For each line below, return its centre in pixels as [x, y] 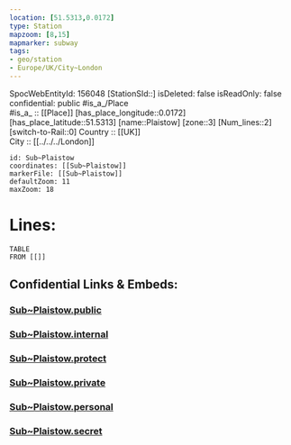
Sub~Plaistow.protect [58, 359]
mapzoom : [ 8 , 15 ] [40, 34]
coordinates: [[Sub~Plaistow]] [68, 166]
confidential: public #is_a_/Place [69, 103]
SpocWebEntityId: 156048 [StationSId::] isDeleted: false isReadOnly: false [145, 93]
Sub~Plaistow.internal [59, 334]
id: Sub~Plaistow [42, 158]
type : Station [36, 26]
